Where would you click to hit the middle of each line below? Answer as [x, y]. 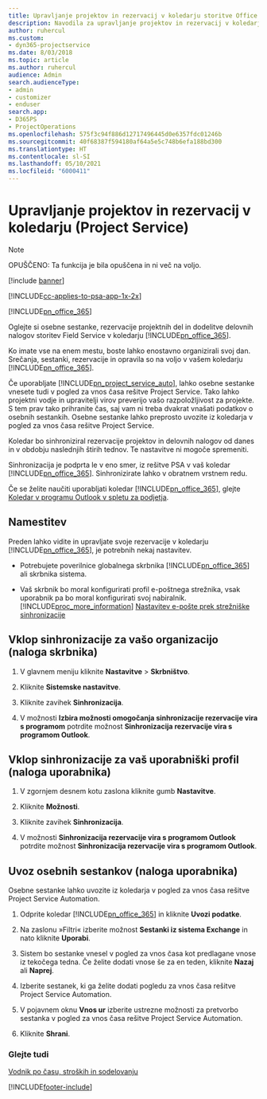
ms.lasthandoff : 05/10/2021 [55, 164]
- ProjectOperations [43, 127]
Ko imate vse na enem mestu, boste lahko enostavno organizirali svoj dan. [130, 351]
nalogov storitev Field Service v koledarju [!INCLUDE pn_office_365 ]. [120, 335]
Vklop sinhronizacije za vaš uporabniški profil [124, 759]
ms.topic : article [39, 61]
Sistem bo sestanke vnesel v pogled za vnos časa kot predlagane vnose [138, 954]
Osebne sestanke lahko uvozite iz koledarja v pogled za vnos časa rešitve [129, 890]
